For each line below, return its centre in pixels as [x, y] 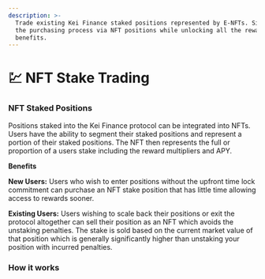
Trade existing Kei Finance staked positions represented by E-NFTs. [132, 23]
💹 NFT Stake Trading [79, 78]
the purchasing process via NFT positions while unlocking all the [129, 30]
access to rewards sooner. [51, 198]
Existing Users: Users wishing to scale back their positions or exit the [121, 213]
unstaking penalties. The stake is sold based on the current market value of [131, 230]
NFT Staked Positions [50, 108]
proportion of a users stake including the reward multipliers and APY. [120, 150]
